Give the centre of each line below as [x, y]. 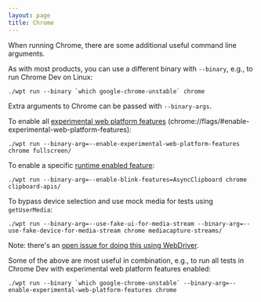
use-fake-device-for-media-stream [65, 231]
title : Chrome [31, 23]
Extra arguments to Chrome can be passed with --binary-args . [110, 106]
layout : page [29, 15]
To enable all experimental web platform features [87, 121]
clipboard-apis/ [34, 186]
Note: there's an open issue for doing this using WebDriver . [103, 245]
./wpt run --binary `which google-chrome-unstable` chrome [107, 91]
